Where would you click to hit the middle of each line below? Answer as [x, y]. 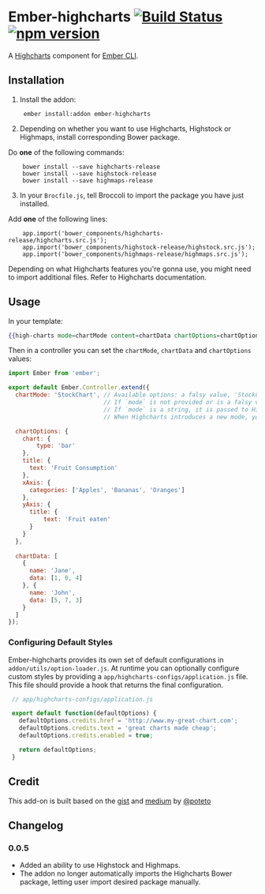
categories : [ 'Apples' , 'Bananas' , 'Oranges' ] [107, 490]
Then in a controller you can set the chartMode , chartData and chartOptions [130, 351]
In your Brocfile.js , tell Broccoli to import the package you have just [132, 195]
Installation [36, 80]
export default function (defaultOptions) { [84, 714]
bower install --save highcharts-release [91, 167]
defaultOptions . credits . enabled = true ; [86, 736]
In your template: [35, 321]
